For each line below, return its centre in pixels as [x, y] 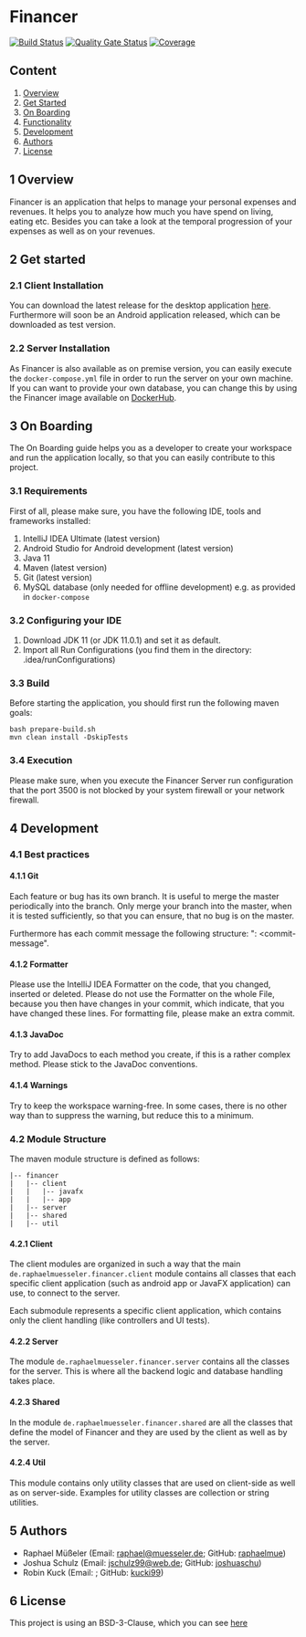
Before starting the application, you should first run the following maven [144, 703]
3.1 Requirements [49, 491]
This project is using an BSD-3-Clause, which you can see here [129, 1623]
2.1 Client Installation [57, 285]
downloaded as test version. [63, 325]
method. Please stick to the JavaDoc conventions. [104, 1065]
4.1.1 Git [24, 876]
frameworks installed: [50, 520]
